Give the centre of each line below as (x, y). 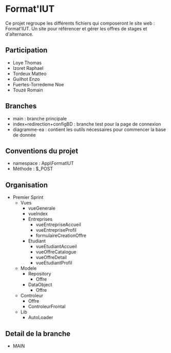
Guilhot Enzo (26, 79)
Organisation (26, 185)
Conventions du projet (42, 151)
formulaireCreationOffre (61, 236)
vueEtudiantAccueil (56, 247)
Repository (40, 274)
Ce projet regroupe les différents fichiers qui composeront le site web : (80, 23)
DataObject (40, 285)
